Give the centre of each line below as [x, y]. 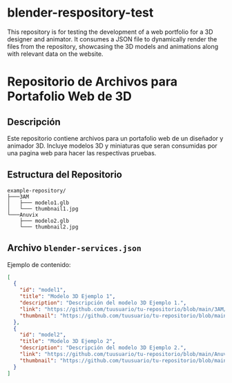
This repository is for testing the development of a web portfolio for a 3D [110, 32]
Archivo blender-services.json [74, 248]
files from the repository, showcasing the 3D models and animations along [113, 46]
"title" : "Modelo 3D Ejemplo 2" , [68, 342]
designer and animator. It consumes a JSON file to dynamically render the [112, 39]
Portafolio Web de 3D [70, 96]
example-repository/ [37, 190]
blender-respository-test [80, 13]
